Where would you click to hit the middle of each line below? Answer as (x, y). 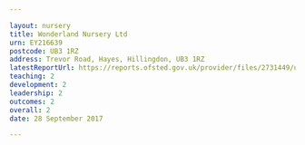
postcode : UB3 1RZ (44, 51)
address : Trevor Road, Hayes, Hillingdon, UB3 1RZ (107, 60)
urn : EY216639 (36, 43)
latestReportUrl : (42, 68)
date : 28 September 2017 (56, 119)
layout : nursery (40, 25)
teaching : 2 (32, 77)
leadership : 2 (36, 93)
